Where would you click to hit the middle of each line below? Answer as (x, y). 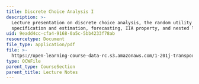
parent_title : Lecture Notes (42, 72)
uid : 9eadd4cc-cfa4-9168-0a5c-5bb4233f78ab (61, 34)
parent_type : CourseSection (41, 67)
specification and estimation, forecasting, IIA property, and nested (100, 28)
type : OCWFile (24, 61)
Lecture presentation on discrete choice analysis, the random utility (102, 22)
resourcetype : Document (36, 39)
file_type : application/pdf (41, 45)
